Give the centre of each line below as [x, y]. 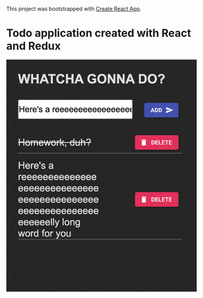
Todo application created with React [99, 33]
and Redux [34, 46]
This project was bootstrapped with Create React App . [74, 9]
